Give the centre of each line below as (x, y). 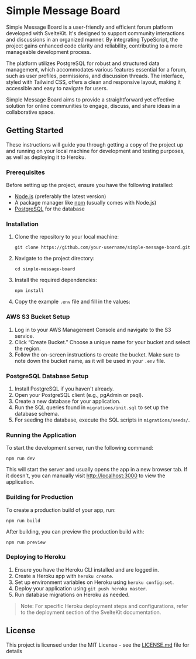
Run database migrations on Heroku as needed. (72, 595)
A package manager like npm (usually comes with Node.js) (85, 203)
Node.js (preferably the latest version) (60, 196)
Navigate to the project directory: (54, 259)
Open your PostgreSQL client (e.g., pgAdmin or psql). (79, 395)
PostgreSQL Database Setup (47, 376)
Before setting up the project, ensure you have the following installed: (90, 185)
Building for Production (40, 497)
